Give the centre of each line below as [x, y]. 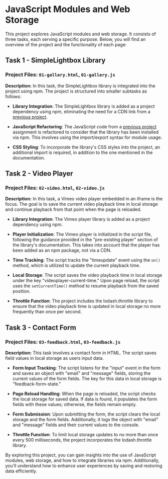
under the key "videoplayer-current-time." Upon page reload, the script [86, 281]
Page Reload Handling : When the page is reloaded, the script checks [84, 394]
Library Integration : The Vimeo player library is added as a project [81, 219]
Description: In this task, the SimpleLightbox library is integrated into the [80, 86]
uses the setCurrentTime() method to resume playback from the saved [86, 286]
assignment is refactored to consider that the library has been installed [86, 132]
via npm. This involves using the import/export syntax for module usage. [87, 137]
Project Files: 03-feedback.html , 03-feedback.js [63, 342]
